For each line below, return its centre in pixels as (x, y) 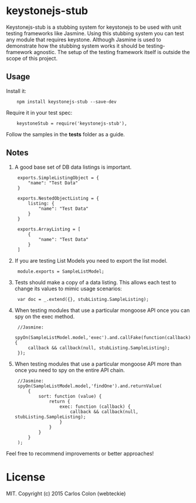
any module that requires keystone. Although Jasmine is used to (84, 39)
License (26, 477)
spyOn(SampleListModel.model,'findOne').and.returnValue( (90, 386)
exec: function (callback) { (95, 407)
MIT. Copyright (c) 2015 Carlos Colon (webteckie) (66, 493)
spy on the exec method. (45, 316)
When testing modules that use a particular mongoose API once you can (102, 310)
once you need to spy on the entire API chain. (70, 370)
